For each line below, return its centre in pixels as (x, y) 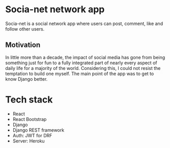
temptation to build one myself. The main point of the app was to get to (80, 73)
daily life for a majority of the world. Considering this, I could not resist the (83, 68)
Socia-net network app (55, 9)
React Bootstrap (30, 119)
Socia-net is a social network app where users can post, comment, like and (84, 23)
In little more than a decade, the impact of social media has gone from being (85, 57)
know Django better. (26, 79)
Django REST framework (38, 130)
